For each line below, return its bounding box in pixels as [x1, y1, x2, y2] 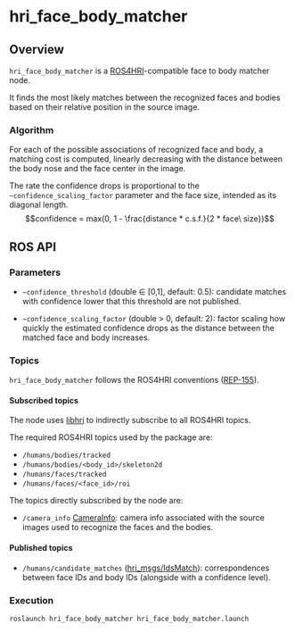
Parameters [9, 266, 61, 279]
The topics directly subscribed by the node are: [9, 495, 184, 506]
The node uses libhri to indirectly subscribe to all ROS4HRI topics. [9, 415, 251, 426]
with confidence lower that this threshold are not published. [21, 295, 242, 306]
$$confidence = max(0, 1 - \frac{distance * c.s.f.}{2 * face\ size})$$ [25, 213, 275, 224]
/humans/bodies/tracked [21, 451, 111, 461]
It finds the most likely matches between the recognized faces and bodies [9, 92, 281, 103]
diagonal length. [9, 199, 69, 211]
